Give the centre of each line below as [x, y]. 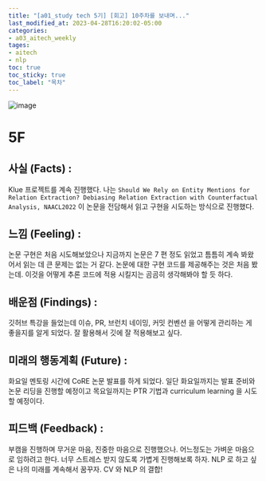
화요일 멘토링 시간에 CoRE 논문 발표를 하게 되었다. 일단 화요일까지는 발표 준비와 [132, 380]
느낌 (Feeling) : [45, 233]
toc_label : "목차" [37, 82]
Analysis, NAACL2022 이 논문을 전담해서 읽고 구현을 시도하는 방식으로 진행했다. [131, 206]
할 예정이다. [27, 400]
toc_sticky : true [37, 75]
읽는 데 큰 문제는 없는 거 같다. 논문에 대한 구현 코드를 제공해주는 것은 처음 [136, 265]
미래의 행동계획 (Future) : [68, 360]
